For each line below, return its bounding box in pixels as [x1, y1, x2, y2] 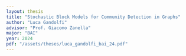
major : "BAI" [6, 30, 38, 36]
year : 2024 [6, 36, 33, 41]
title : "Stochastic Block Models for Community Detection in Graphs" [6, 14, 181, 20]
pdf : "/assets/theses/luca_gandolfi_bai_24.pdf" [6, 41, 128, 47]
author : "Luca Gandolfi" [6, 19, 67, 25]
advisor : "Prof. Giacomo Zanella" [6, 24, 92, 31]
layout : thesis [6, 8, 44, 15]
